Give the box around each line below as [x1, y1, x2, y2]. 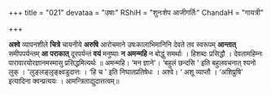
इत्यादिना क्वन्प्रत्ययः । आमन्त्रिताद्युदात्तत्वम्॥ [8, 76, 120, 85]
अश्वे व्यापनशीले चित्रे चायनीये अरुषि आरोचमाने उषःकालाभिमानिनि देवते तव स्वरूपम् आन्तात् [8, 40, 236, 49]
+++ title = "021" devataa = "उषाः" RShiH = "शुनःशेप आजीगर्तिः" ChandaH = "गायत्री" [8, 8, 264, 17]
